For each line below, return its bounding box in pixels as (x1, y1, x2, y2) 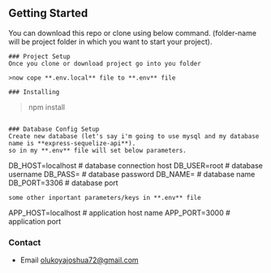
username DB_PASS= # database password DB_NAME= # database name (8, 169, 256, 179)
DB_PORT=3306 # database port (8, 178, 119, 188)
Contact (8, 236, 41, 248)
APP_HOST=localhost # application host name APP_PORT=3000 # (8, 207, 231, 218)
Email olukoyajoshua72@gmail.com (19, 255, 140, 265)
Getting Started (8, 6, 88, 20)
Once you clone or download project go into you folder (8, 59, 201, 67)
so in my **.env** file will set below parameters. (8, 146, 187, 154)
